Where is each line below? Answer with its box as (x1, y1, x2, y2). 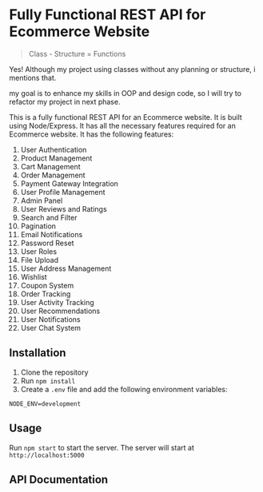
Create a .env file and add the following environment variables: (20, 384, 228, 394)
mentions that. (9, 73, 57, 82)
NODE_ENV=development (9, 399, 82, 408)
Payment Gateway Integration (20, 178, 119, 188)
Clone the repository (20, 367, 89, 377)
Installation (9, 346, 66, 360)
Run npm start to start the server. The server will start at (9, 442, 195, 452)
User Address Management (20, 264, 112, 273)
